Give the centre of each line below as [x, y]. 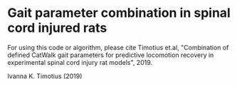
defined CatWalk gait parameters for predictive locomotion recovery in [111, 55]
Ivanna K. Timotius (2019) [45, 76]
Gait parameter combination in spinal [119, 13]
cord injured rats [57, 28]
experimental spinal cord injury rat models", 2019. [80, 62]
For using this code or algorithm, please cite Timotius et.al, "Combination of [118, 47]
